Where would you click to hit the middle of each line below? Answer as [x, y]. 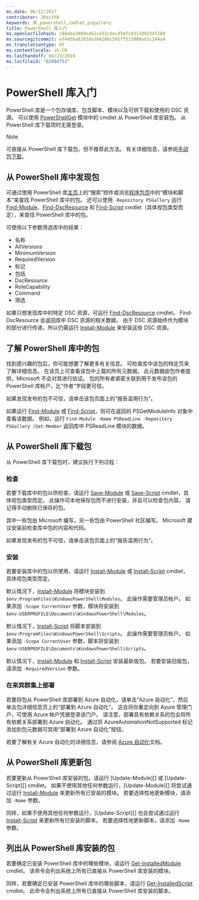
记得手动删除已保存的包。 [37, 508]
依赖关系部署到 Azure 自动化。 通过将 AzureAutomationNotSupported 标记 [102, 722]
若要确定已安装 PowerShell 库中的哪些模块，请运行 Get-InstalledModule [94, 863]
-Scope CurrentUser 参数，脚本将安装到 [71, 641]
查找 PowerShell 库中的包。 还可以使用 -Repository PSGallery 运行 [100, 200]
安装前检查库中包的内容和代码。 [50, 528]
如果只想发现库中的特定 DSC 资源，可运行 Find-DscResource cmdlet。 [92, 313]
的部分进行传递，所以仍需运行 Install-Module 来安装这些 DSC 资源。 [89, 328]
